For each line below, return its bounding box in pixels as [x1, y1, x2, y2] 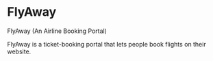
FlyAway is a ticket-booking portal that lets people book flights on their [7, 40, 207, 48]
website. [7, 47, 32, 56]
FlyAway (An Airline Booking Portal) [7, 27, 108, 35]
